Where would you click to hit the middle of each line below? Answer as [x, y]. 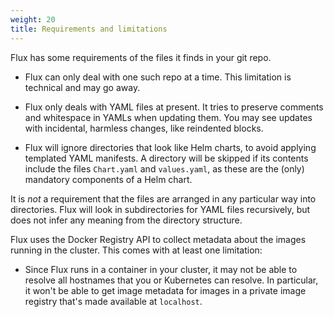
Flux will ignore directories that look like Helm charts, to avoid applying [170, 147]
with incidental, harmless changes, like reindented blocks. [144, 128]
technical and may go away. [82, 87]
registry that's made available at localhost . [113, 301]
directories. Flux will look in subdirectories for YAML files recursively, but [160, 209]
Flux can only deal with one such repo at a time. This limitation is [158, 77]
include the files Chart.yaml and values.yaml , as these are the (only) [164, 168]
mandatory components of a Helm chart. [108, 179]
